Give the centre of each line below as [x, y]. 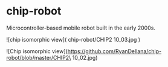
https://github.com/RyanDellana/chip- [115, 51]
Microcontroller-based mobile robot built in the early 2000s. [81, 28]
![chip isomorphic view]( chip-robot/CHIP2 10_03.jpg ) [73, 39]
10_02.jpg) [85, 57]
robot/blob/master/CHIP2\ [39, 57]
